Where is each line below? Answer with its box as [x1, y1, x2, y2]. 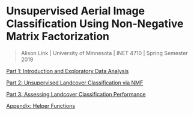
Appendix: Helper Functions [6, 102, 76, 109]
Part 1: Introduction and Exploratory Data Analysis [6, 67, 129, 74]
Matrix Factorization [6, 30, 110, 43]
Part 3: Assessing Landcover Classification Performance [6, 90, 146, 98]
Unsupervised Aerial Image [6, 4, 145, 18]
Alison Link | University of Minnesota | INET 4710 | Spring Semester [20, 49, 188, 56]
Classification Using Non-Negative [6, 17, 184, 31]
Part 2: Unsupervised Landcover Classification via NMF [6, 79, 144, 86]
